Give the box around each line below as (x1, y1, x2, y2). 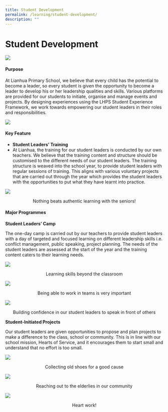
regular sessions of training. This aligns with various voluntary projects (12, 168, 159, 174)
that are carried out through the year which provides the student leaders (12, 173, 162, 179)
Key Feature (5, 130, 31, 136)
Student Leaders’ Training (12, 141, 69, 147)
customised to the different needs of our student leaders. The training (12, 157, 157, 163)
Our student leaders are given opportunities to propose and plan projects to (5, 329, 161, 335)
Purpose (5, 66, 24, 72)
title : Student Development (5, 7, 64, 13)
